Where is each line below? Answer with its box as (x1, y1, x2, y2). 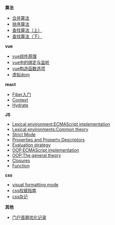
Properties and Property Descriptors (12, 137, 85, 142)
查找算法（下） (12, 34, 42, 39)
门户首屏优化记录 (12, 215, 47, 220)
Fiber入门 (12, 91, 32, 97)
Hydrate (12, 102, 29, 108)
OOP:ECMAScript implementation (12, 147, 79, 153)
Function (12, 163, 30, 168)
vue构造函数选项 (12, 66, 46, 71)
